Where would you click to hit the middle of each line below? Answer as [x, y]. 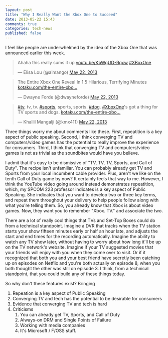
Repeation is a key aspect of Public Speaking [59, 293]
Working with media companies [52, 325]
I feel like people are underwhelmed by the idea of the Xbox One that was [81, 47]
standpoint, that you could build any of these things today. [65, 274]
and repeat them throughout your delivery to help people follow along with [82, 200]
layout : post [19, 10]
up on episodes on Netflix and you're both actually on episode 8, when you [83, 263]
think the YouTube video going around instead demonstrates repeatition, [80, 184]
